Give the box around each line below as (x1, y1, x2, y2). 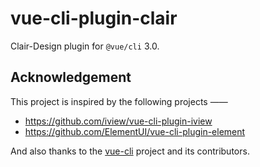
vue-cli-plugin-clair (10, 7, 178, 30)
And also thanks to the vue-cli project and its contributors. (10, 145, 250, 157)
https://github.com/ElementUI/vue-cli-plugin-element (24, 125, 246, 137)
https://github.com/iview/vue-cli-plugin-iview (24, 115, 213, 127)
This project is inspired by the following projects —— (10, 95, 228, 107)
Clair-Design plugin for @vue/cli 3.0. (10, 40, 160, 52)
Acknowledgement (10, 69, 132, 86)
